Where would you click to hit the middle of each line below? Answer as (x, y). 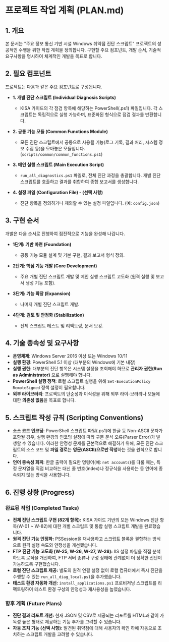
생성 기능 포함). (40, 282)
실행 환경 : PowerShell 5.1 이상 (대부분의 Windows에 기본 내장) (74, 362)
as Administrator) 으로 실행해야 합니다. (52, 375)
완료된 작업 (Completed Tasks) (42, 508)
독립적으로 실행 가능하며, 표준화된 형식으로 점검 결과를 (91, 114)
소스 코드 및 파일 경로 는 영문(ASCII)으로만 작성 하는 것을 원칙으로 (89, 450)
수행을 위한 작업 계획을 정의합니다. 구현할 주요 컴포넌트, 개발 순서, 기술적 (90, 50)
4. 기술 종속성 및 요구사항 (42, 343)
